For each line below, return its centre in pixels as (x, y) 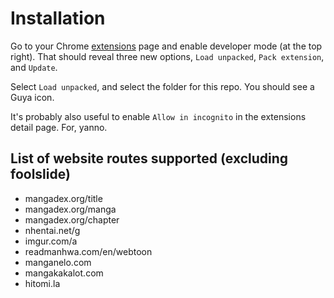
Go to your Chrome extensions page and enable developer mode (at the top (166, 46)
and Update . (34, 67)
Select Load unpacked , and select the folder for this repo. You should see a (162, 86)
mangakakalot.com (64, 273)
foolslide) (40, 174)
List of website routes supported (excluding (149, 158)
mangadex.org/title (63, 198)
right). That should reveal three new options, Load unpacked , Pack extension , (167, 56)
